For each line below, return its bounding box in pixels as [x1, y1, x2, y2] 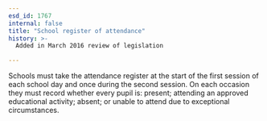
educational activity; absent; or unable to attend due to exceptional [8, 97, 231, 106]
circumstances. [8, 106, 60, 115]
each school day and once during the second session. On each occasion [8, 80, 250, 90]
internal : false [8, 19, 63, 27]
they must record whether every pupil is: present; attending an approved [8, 88, 249, 98]
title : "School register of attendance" [8, 27, 146, 35]
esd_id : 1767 [8, 11, 52, 20]
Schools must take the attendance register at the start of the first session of [8, 71, 260, 81]
